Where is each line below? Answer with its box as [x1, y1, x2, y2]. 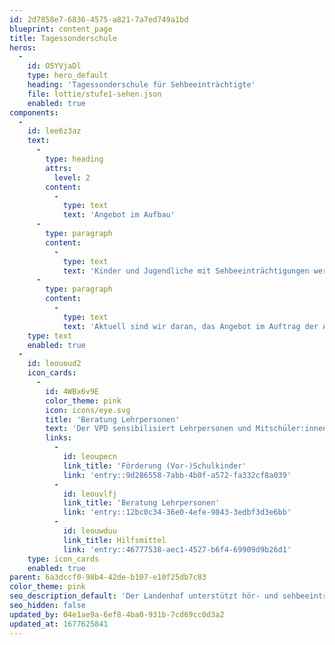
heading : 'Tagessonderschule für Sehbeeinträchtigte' [27, 80, 256, 90]
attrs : [45, 163, 73, 173]
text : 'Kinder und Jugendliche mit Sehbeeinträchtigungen [62, 266, 310, 276]
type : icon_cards [27, 554, 100, 564]
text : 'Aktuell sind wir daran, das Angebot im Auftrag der [62, 321, 319, 331]
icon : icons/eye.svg [45, 405, 131, 415]
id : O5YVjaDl [27, 61, 82, 71]
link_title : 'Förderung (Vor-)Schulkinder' [62, 461, 247, 471]
